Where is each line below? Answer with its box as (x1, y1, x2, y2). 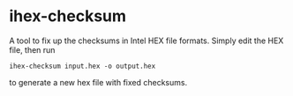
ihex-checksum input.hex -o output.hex (9, 62, 156, 70)
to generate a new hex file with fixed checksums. (9, 77, 188, 87)
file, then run (9, 44, 56, 55)
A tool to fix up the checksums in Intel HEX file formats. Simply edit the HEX (9, 35, 284, 46)
